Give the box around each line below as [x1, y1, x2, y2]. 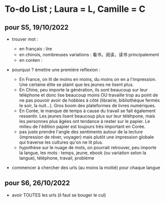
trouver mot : [11, 36, 39, 42]
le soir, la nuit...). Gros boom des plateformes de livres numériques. [19, 103, 156, 108]
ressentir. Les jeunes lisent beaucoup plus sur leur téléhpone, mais [19, 113, 155, 119]
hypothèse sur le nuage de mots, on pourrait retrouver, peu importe [19, 145, 157, 150]
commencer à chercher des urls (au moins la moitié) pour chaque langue [11, 164, 161, 170]
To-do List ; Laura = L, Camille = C [4, 3, 146, 15]
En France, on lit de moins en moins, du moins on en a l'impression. [19, 77, 157, 82]
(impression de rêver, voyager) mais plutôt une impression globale [19, 134, 154, 140]
